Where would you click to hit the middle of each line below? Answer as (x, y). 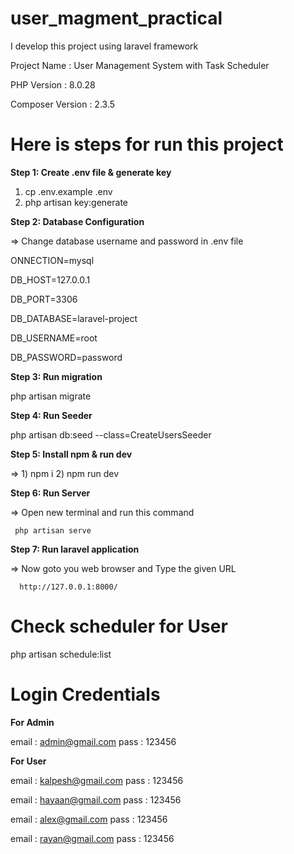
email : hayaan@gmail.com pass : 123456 (96, 799)
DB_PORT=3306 (44, 299)
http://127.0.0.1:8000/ (68, 587)
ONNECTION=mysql (52, 260)
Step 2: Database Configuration (77, 221)
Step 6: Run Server (50, 493)
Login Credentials (85, 694)
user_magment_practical (116, 18)
